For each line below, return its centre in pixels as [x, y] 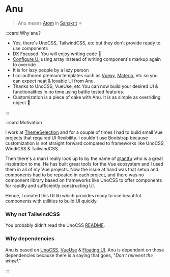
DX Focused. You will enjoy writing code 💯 [57, 54]
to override [24, 64]
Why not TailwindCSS [33, 214]
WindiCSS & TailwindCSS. [32, 148]
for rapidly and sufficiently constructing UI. [50, 186]
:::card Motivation [24, 122]
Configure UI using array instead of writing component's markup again [87, 59]
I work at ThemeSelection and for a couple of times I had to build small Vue [84, 132]
